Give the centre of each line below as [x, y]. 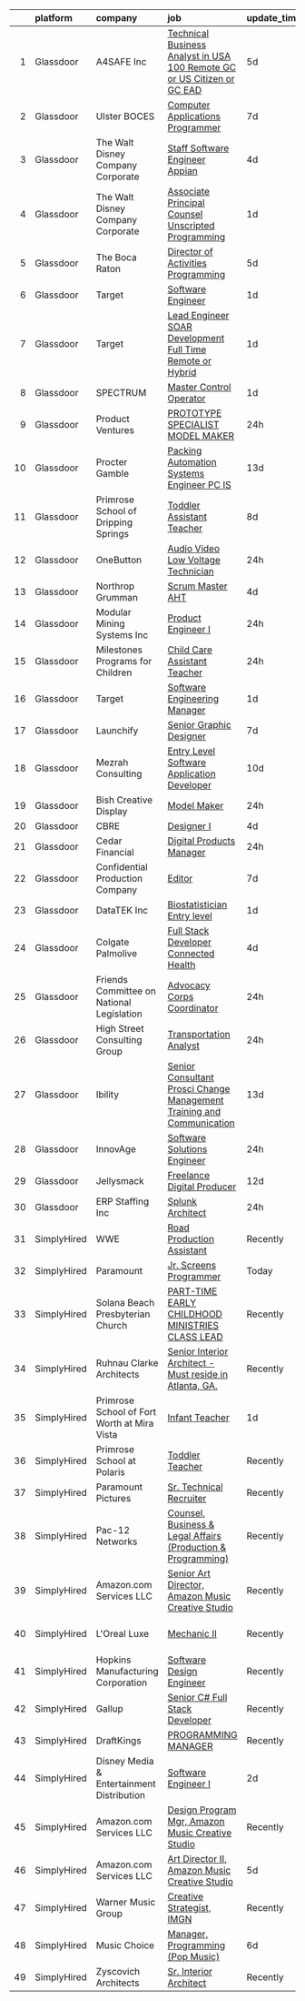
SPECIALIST [193, 424]
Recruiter [187, 1498]
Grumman [117, 597]
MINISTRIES [193, 1325]
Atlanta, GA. [192, 1385]
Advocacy [189, 985]
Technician [191, 571]
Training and [194, 1112]
